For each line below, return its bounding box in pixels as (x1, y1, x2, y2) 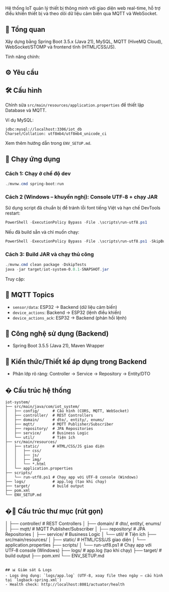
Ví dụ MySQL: (5, 117, 34, 123)
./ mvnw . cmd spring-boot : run (5, 181, 64, 186)
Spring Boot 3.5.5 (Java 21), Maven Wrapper (12, 343, 105, 349)
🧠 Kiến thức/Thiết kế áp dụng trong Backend (5, 357, 147, 366)
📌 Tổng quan (5, 25, 45, 34)
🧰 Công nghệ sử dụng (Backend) (5, 330, 109, 338)
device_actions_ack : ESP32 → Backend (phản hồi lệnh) (12, 314, 127, 320)
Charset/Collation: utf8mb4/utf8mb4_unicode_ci (5, 131, 107, 136)
